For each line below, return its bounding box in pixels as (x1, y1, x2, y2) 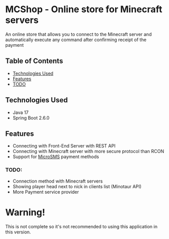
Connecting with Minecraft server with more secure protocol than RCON (12, 148, 164, 155)
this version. (5, 229, 32, 235)
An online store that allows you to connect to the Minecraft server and (5, 31, 152, 37)
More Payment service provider (12, 189, 79, 195)
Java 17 (12, 109, 29, 115)
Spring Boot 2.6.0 (12, 114, 50, 121)
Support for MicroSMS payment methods (12, 154, 99, 160)
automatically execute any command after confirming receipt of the (5, 37, 147, 43)
